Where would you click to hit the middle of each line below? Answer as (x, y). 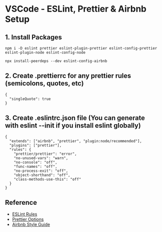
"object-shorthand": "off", (42, 175)
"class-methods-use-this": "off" (48, 179)
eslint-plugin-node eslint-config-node (45, 52)
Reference (21, 203)
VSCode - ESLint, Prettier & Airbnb (76, 9)
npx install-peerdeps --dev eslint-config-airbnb (56, 61)
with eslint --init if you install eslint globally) (73, 125)
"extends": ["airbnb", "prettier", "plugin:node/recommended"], (76, 141)
